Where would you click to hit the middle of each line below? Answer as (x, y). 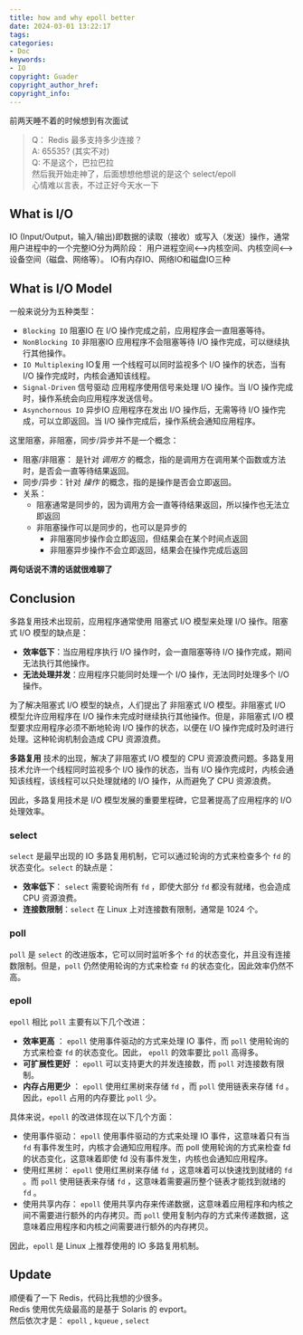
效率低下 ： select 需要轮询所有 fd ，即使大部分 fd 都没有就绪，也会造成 (156, 887)
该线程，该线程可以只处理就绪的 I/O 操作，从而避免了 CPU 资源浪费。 (146, 780)
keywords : (28, 60)
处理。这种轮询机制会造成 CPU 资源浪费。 (87, 739)
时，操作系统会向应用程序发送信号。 (90, 398)
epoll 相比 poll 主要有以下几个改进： (79, 1021)
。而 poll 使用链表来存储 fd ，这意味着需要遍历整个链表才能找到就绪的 (154, 1181)
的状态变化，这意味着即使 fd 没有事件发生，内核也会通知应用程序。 (147, 1159)
